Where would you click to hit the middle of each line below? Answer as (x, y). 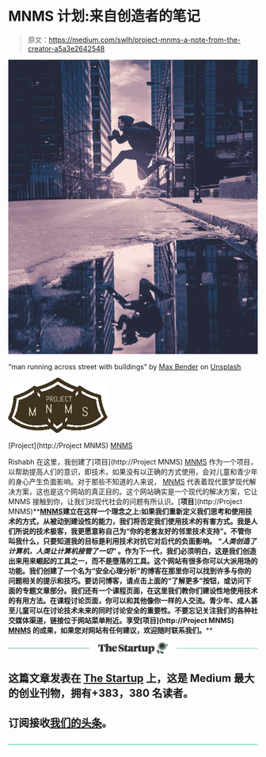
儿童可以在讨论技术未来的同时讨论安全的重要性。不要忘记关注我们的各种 (133, 610)
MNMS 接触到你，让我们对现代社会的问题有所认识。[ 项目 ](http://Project (125, 501)
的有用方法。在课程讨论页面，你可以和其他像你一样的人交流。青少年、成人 (129, 600)
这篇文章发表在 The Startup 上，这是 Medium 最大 (131, 679)
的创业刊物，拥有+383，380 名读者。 (101, 693)
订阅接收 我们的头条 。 (60, 723)
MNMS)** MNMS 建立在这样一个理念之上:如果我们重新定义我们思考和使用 (127, 511)
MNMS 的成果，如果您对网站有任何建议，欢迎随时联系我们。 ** (111, 630)
